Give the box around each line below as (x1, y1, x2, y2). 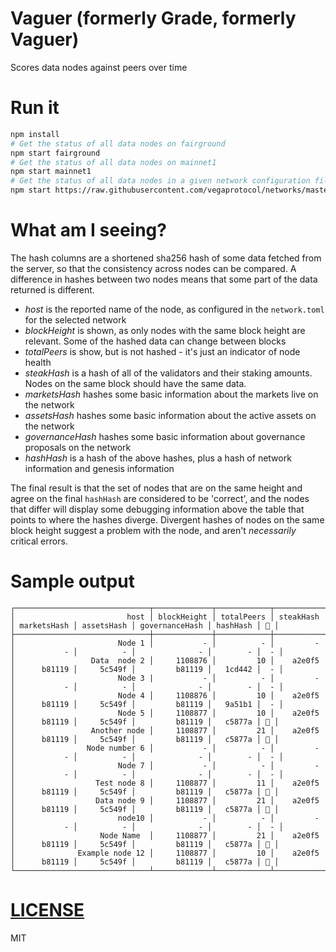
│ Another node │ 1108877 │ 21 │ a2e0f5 (10, 725, 320, 736)
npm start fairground (10, 148, 101, 158)
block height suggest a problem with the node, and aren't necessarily (10, 524, 297, 536)
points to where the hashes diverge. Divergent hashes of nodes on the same (10, 513, 325, 526)
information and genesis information (24, 462, 175, 474)
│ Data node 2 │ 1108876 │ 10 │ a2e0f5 (10, 655, 320, 666)
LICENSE (10, 899, 85, 922)
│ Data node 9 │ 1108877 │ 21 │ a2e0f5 (10, 795, 320, 806)
